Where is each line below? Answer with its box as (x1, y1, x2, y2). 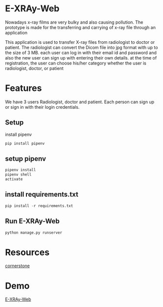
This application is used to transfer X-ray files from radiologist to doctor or (5, 39, 155, 45)
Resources (5, 246, 50, 258)
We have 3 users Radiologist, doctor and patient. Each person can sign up (5, 99, 154, 105)
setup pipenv (5, 154, 47, 163)
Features (5, 83, 42, 94)
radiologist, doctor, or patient (5, 65, 64, 71)
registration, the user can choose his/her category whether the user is (5, 60, 147, 66)
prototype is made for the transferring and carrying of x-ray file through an (5, 24, 156, 30)
